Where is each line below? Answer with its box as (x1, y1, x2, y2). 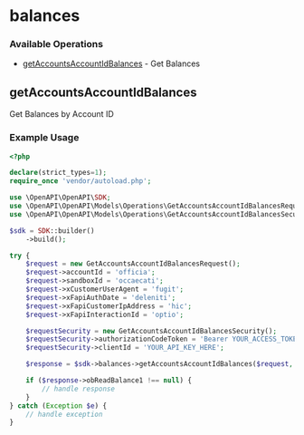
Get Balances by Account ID (9, 109, 115, 120)
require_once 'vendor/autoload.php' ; (9, 177, 152, 186)
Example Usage (9, 131, 80, 144)
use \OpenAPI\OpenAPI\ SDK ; (9, 193, 111, 202)
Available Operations (9, 38, 104, 51)
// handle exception (25, 410, 103, 419)
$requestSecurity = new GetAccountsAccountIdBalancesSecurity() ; (25, 326, 278, 335)
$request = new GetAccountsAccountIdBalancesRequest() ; (25, 259, 242, 268)
